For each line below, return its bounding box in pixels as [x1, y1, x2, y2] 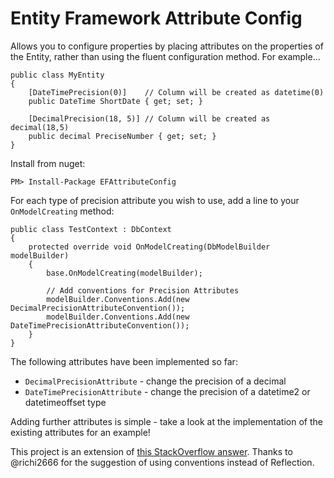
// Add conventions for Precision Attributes [46, 285, 240, 296]
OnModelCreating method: [10, 205, 115, 217]
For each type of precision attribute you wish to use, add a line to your [10, 194, 300, 206]
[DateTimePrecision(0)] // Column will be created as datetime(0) [28, 87, 325, 97]
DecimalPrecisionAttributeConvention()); [10, 303, 186, 313]
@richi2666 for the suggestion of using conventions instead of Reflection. [10, 456, 315, 468]
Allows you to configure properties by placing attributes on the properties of [10, 40, 324, 52]
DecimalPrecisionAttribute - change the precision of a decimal [24, 375, 287, 387]
